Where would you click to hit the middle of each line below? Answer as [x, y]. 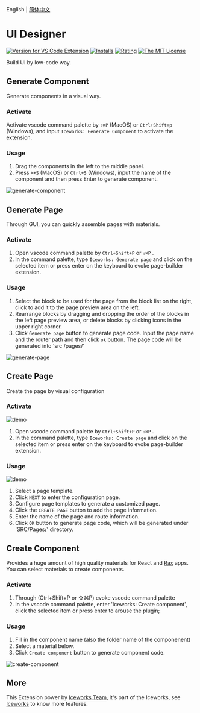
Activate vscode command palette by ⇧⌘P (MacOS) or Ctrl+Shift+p [89, 125]
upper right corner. [38, 326]
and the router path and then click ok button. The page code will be [98, 339]
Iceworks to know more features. [47, 704]
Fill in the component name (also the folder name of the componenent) [103, 639]
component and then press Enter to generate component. [86, 179]
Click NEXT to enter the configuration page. [67, 497]
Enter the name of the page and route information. [77, 517]
